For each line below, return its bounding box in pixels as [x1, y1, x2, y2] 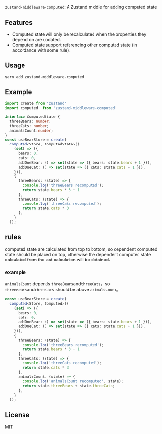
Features [5, 18, 33, 27]
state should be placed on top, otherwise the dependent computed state [5, 251, 151, 257]
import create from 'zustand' [5, 101, 67, 106]
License [5, 410, 30, 419]
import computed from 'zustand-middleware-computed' [5, 106, 117, 111]
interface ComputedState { [5, 115, 60, 119]
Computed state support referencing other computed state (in [12, 42, 137, 48]
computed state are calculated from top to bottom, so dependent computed [5, 246, 158, 252]
